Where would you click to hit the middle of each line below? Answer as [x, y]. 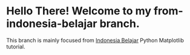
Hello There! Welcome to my [79, 11]
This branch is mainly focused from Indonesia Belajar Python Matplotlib [95, 40]
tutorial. [16, 47]
